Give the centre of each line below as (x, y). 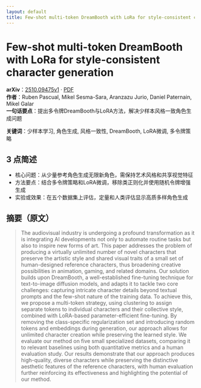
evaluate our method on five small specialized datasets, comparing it (106, 341)
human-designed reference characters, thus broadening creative (101, 265)
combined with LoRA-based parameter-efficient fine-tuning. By (99, 316)
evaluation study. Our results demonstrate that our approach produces (108, 354)
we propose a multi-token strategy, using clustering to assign (96, 303)
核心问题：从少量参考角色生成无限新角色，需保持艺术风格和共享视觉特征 (104, 175)
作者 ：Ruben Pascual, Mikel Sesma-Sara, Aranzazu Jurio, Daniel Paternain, (99, 97)
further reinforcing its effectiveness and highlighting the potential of (104, 373)
